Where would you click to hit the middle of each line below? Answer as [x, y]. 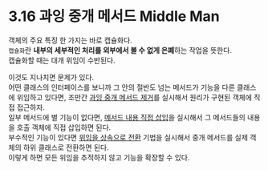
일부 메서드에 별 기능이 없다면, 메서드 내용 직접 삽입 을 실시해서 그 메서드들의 [127, 117]
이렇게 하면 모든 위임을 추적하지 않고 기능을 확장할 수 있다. [99, 157]
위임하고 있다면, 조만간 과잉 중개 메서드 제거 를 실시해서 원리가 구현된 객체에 [134, 97]
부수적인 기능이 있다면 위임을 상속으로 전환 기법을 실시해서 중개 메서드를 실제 [128, 137]
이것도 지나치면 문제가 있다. [51, 77]
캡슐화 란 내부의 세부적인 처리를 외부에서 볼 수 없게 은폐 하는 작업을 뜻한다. [120, 50]
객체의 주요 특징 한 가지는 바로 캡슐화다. [70, 40]
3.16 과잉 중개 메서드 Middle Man [114, 16]
